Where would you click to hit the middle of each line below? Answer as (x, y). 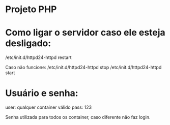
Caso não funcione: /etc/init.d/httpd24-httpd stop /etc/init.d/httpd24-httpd (83, 68)
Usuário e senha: (42, 93)
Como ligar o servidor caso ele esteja (85, 33)
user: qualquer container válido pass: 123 (49, 107)
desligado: (28, 43)
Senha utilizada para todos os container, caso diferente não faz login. (78, 117)
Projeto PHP (31, 9)
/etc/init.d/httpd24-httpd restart (39, 57)
